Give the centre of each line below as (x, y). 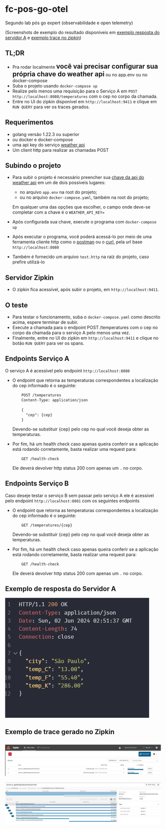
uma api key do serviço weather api (48, 145)
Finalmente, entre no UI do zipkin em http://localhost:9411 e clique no (85, 338)
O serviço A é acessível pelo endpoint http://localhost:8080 (67, 371)
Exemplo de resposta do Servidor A (61, 589)
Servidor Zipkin (29, 278)
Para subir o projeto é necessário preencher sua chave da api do (78, 177)
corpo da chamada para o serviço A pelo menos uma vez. (71, 333)
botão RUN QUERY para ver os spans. (48, 343)
